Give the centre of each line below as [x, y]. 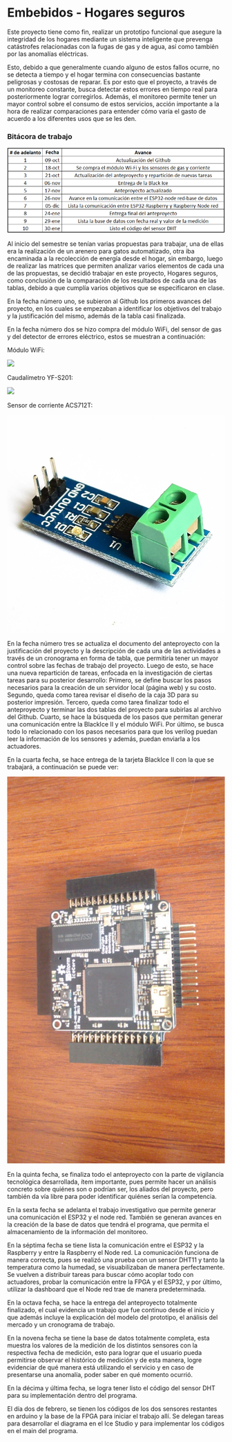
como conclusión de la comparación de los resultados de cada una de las [112, 280]
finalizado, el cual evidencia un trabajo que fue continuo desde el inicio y [111, 1310]
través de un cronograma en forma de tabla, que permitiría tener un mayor [113, 658]
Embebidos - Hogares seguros [96, 13]
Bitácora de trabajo [40, 136]
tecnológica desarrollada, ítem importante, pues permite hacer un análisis [112, 1182]
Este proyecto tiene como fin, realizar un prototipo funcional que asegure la [115, 32]
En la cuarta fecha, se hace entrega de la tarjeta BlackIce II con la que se [110, 760]
